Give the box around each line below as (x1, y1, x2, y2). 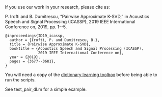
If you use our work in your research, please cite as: (5, 4, 110, 10)
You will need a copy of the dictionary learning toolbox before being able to (5, 72, 158, 78)
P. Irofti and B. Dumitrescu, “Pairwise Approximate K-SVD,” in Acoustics (5, 14, 150, 19)
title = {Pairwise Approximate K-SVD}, (9, 42, 91, 47)
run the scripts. (5, 77, 36, 82)
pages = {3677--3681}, (9, 59, 56, 64)
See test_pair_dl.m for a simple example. (5, 86, 87, 92)
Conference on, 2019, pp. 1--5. (5, 24, 67, 30)
